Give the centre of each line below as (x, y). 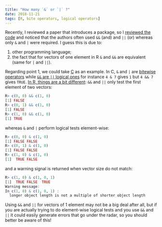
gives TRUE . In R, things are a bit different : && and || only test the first (73, 82)
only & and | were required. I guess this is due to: (54, 43)
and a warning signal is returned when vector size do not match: (69, 168)
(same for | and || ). (32, 62)
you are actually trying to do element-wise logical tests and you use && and (79, 210)
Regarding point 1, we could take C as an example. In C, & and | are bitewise (80, 72)
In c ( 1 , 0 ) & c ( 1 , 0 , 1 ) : (32, 191)
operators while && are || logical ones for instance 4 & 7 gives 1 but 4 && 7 (79, 77)
